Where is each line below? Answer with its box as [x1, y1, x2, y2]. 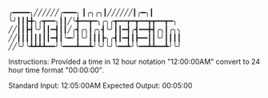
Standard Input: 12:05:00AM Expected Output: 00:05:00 [8, 80, 193, 90]
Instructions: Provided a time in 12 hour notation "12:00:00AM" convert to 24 [8, 57, 261, 66]
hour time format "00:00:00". [8, 65, 104, 75]
